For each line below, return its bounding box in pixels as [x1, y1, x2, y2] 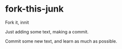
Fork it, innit [5, 19, 30, 25]
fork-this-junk [5, 3, 64, 15]
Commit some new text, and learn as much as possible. [5, 38, 117, 44]
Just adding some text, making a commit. [5, 29, 89, 34]
